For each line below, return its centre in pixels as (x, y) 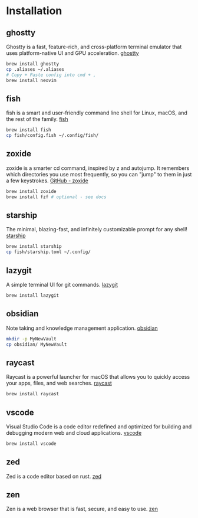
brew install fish (29, 130)
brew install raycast (33, 394)
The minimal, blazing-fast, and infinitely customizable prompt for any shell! (97, 230)
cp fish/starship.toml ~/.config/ (49, 252)
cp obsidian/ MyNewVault (37, 344)
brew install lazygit (33, 296)
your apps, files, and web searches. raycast (59, 383)
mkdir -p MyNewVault (32, 339)
